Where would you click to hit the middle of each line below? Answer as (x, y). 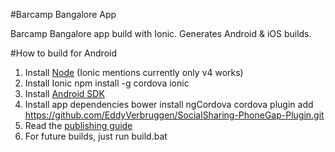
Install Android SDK (64, 93)
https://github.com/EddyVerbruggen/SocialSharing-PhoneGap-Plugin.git (174, 115)
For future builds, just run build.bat (96, 136)
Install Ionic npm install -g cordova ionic (107, 83)
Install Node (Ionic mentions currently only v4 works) (134, 72)
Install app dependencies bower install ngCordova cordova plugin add (169, 104)
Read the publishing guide (78, 125)
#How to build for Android (63, 53)
